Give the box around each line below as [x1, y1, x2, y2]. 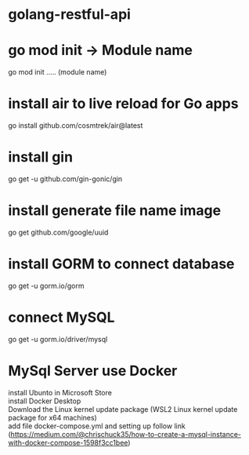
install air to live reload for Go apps [8, 95, 239, 113]
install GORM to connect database [8, 255, 235, 273]
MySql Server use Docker [8, 362, 178, 380]
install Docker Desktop [8, 396, 81, 406]
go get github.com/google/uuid [8, 227, 109, 237]
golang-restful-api [8, 5, 132, 24]
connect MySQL [8, 308, 115, 326]
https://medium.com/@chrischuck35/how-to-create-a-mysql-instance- [10, 429, 241, 439]
